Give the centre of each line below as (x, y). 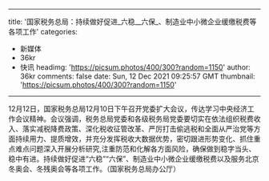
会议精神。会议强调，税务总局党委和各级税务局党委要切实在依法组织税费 (134, 119)
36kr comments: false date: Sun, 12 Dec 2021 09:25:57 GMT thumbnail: (137, 76)
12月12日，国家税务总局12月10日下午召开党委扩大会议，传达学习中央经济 (128, 109)
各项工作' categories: (43, 32)
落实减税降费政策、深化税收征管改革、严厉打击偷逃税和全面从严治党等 (138, 129)
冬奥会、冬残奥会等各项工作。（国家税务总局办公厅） (94, 169)
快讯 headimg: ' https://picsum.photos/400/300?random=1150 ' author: (135, 67)
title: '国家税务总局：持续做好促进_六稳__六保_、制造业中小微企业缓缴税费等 (132, 22)
